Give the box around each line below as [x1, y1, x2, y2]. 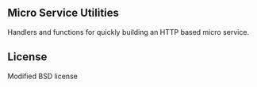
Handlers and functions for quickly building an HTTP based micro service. [7, 27, 250, 36]
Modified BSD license [7, 71, 79, 81]
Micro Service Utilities [7, 6, 120, 20]
